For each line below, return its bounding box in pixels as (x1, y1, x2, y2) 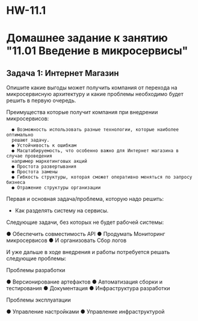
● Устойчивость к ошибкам (11, 142, 77, 148)
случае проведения (6, 153, 52, 159)
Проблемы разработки (6, 267, 66, 274)
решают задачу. (11, 137, 50, 144)
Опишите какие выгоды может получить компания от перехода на (6, 84, 178, 91)
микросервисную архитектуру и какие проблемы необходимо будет (6, 91, 184, 98)
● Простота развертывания (11, 164, 77, 170)
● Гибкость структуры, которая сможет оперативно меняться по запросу (11, 174, 193, 180)
